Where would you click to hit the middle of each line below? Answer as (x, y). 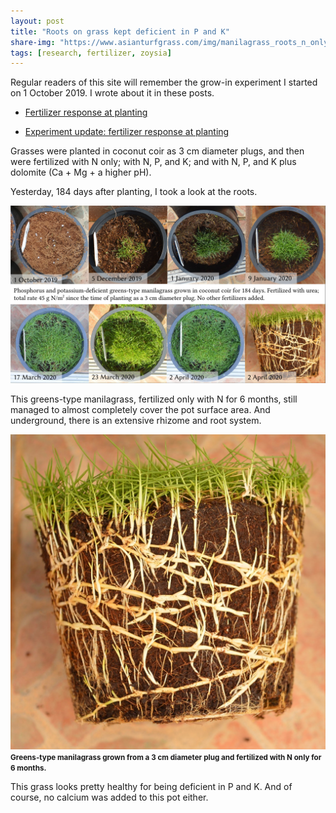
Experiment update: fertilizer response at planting (127, 132)
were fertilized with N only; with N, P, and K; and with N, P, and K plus (153, 162)
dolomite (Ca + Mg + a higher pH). (81, 172)
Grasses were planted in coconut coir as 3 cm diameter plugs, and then (157, 151)
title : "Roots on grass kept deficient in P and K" (120, 31)
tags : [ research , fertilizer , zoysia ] (91, 53)
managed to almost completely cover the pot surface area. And (140, 409)
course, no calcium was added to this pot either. (109, 797)
